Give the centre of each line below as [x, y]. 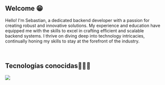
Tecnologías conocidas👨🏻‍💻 [48, 66]
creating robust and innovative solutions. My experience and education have [83, 25]
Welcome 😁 [24, 9]
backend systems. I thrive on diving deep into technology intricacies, [75, 36]
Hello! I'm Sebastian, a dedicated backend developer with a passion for [77, 20]
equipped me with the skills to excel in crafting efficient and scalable [75, 31]
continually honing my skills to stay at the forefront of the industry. [72, 41]
